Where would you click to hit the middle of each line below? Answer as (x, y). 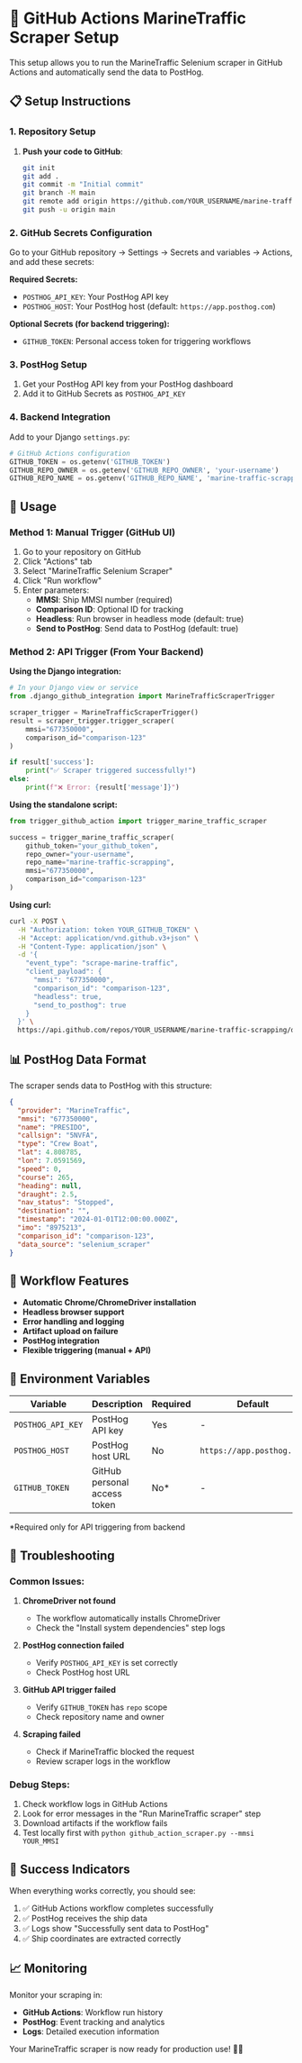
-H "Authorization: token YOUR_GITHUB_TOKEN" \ (108, 930)
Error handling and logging (73, 1322)
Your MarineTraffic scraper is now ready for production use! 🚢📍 (127, 2049)
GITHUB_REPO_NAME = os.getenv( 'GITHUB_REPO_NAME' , (106, 478)
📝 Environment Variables (80, 1379)
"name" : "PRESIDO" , (54, 1127)
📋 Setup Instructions (70, 101)
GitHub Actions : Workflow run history (93, 2012)
